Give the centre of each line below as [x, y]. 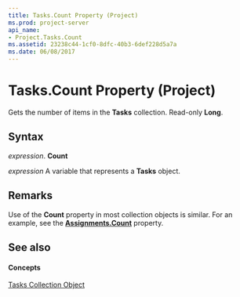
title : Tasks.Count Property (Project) [73, 15]
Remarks [31, 196]
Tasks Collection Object [46, 285]
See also [29, 247]
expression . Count [38, 156]
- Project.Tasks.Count [45, 37]
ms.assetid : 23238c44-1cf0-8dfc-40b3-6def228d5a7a [93, 45]
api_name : [24, 30]
